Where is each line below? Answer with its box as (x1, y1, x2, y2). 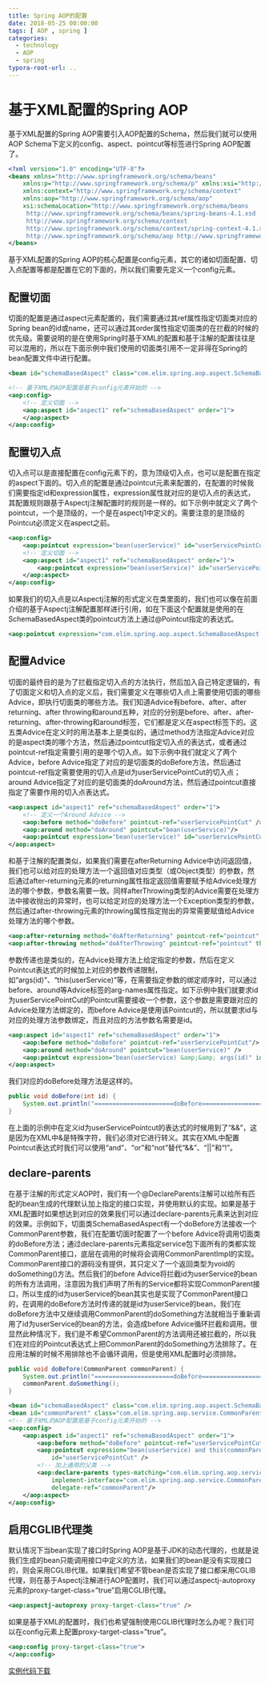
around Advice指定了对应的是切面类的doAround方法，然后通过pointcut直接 (8, 777, 256, 787)
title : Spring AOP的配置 (8, 11, 88, 20)
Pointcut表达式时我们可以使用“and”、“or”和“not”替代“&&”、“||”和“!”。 (8, 1142, 238, 1152)
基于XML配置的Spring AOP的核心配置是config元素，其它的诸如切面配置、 (8, 255, 251, 264)
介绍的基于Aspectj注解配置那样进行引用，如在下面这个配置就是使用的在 (8, 604, 244, 614)
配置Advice (8, 654, 66, 668)
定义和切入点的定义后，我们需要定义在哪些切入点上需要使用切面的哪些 (29, 686, 261, 697)
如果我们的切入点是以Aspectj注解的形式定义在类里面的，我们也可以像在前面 (8, 594, 258, 604)
